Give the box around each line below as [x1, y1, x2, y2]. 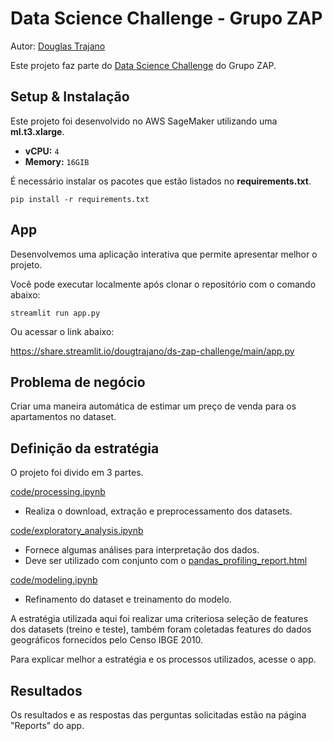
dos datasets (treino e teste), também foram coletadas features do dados [10, 623, 312, 636]
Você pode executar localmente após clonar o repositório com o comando [10, 278, 317, 290]
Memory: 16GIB [24, 155, 90, 167]
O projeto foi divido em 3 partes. [10, 467, 144, 479]
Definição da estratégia [10, 440, 160, 457]
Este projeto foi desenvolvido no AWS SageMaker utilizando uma [10, 115, 278, 127]
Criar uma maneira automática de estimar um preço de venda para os [10, 400, 297, 412]
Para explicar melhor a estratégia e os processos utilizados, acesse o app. [10, 653, 317, 666]
